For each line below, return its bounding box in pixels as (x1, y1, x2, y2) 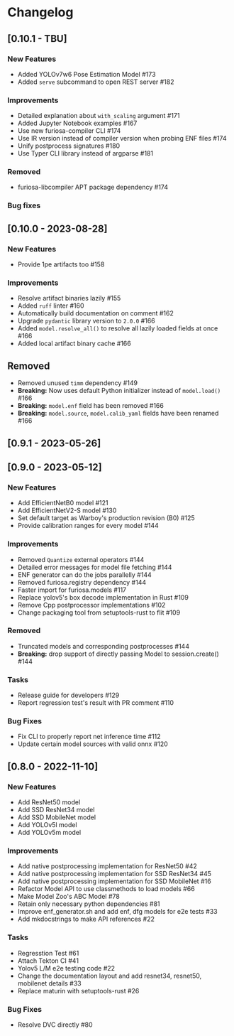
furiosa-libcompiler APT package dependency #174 (17, 183, 169, 192)
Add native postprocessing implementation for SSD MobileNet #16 (17, 877, 211, 885)
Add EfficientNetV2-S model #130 (17, 506, 117, 515)
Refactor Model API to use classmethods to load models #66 (17, 885, 195, 893)
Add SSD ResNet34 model (17, 806, 95, 814)
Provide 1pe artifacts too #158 (17, 260, 105, 269)
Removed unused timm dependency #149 (17, 379, 138, 387)
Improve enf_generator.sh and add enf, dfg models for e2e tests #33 (17, 907, 218, 916)
